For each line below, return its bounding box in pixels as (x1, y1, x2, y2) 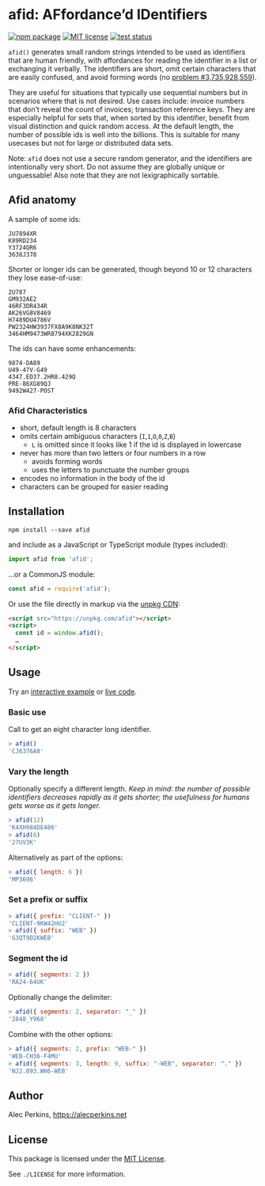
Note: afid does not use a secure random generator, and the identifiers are (8, 153, 252, 163)
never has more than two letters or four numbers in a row (19, 448, 206, 458)
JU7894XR (8, 230, 37, 238)
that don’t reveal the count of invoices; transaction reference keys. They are (8, 105, 256, 114)
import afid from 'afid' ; (8, 555, 93, 563)
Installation (8, 505, 65, 518)
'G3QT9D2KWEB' (8, 934, 55, 942)
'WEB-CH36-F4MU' (8, 1052, 62, 1060)
